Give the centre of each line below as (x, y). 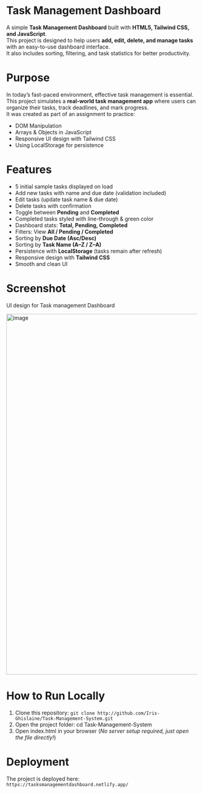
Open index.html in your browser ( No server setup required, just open (102, 731)
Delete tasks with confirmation (53, 206)
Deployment (38, 761)
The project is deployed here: (43, 779)
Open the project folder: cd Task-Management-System (84, 724)
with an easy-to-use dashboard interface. (58, 47)
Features (29, 170)
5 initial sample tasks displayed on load (64, 187)
